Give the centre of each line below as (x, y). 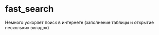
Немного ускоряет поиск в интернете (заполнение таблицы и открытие (79, 22)
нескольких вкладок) (27, 27)
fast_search (29, 9)
